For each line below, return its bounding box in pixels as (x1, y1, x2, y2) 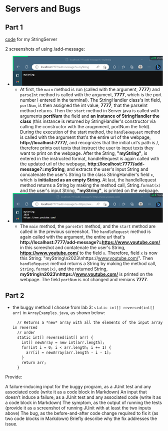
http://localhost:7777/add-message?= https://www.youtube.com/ (19, 239, 160, 246)
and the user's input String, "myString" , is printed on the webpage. (19, 187, 159, 193)
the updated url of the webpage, (19, 161, 86, 167)
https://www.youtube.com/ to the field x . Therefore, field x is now (19, 250, 157, 256)
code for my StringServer (5, 36, 57, 42)
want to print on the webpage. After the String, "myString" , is (19, 150, 147, 156)
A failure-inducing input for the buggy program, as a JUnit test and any (5, 384, 151, 390)
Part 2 (5, 291, 24, 300)
